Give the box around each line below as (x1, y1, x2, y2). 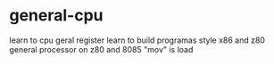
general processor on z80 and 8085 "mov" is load (9, 44, 194, 54)
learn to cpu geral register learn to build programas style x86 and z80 (9, 35, 266, 45)
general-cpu (9, 5, 104, 26)
